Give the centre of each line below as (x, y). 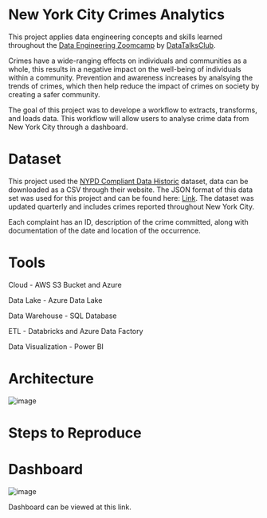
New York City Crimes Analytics (117, 15)
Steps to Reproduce (75, 433)
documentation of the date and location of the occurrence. (104, 230)
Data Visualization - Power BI (56, 346)
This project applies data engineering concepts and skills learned (116, 37)
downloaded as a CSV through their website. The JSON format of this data (131, 190)
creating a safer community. (55, 94)
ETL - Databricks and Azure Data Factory (76, 331)
